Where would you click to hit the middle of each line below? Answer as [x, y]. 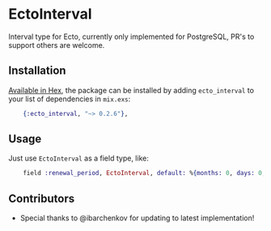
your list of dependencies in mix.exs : [70, 99]
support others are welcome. [57, 45]
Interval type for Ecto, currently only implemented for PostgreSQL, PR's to [131, 36]
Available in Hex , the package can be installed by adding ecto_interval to [131, 90]
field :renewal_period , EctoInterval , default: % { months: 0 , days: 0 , [144, 173]
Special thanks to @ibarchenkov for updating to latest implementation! [137, 218]
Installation [37, 71]
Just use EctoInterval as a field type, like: [79, 158]
